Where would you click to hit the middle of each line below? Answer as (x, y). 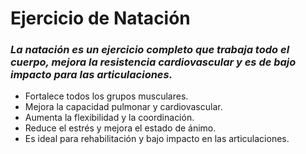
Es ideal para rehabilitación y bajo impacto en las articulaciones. (157, 139)
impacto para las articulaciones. (91, 75)
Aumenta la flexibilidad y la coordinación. (109, 118)
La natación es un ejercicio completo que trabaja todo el (150, 50)
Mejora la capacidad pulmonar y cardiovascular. (123, 107)
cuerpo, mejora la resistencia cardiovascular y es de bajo (153, 62)
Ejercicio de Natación (100, 18)
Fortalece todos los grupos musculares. (106, 96)
